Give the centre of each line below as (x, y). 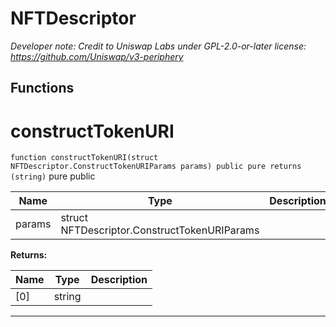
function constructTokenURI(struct (84, 158)
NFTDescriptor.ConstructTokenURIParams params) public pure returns (156, 167)
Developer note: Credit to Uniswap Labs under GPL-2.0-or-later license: (158, 46)
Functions (42, 88)
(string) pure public (53, 176)
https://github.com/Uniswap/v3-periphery (97, 56)
